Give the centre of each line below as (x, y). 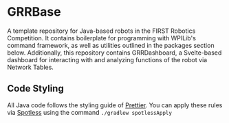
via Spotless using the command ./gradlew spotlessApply (89, 112)
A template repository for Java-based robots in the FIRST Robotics (101, 31)
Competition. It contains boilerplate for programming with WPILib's (101, 38)
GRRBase (34, 12)
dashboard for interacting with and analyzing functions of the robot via (107, 59)
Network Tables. (30, 67)
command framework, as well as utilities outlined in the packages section (111, 45)
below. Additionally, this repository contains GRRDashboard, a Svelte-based (115, 53)
